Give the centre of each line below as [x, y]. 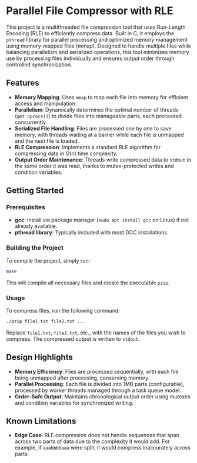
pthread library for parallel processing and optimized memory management [97, 39]
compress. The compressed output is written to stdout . [73, 338]
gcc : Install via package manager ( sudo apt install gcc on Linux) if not [102, 220]
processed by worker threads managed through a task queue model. [98, 390]
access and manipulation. [46, 103]
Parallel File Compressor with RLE [90, 11]
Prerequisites [26, 207]
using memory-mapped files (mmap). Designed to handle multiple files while [98, 46]
